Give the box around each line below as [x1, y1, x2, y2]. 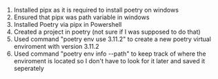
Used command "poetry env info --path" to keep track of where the [13, 49, 206, 58]
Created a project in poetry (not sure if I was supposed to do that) [13, 27, 201, 36]
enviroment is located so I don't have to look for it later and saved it [13, 57, 206, 65]
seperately [13, 65, 45, 72]
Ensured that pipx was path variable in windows [13, 13, 150, 21]
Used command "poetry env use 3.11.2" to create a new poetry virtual [13, 35, 212, 43]
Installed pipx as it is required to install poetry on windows [13, 6, 179, 14]
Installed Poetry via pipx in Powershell [13, 21, 122, 28]
